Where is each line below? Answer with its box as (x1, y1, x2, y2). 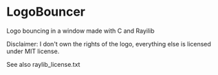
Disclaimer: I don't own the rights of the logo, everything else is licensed (6, 40, 211, 48)
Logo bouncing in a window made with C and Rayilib (6, 27, 155, 35)
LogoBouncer (6, 4, 85, 20)
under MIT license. (6, 47, 60, 55)
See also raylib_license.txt (6, 60, 80, 68)
